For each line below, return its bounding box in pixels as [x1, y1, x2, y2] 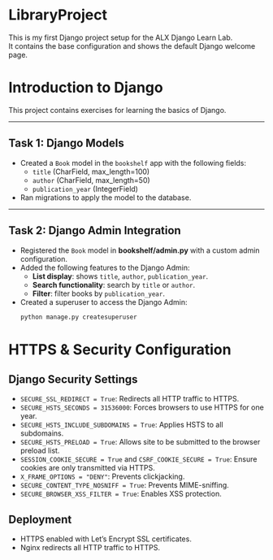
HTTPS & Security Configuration [8, 340, 232, 358]
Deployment [8, 512, 72, 526]
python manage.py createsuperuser [19, 313, 137, 321]
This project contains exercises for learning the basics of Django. [8, 105, 227, 115]
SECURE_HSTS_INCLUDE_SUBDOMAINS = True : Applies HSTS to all [19, 420, 223, 430]
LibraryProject [8, 6, 108, 24]
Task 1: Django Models [8, 137, 124, 150]
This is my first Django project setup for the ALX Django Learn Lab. [8, 33, 233, 42]
